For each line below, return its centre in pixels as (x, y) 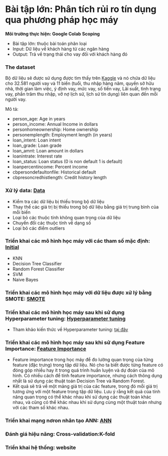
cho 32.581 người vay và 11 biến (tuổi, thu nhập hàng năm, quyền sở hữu (80, 83)
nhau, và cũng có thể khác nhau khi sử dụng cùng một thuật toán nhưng (87, 402)
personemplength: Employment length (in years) (62, 135)
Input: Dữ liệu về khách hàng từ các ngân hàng (61, 49)
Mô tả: (12, 109)
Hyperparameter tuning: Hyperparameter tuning (65, 319)
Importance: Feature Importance (46, 349)
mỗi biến (22, 212)
